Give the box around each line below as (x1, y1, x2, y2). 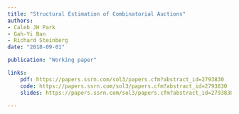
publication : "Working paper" (7, 56, 97, 64)
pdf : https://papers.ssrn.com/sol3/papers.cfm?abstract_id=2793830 (20, 76, 224, 83)
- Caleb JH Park (7, 24, 55, 31)
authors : (7, 17, 33, 24)
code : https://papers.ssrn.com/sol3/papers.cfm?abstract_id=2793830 (20, 83, 228, 90)
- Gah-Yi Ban (7, 30, 46, 38)
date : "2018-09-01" (7, 43, 65, 51)
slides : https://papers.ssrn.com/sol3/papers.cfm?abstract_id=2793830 (20, 89, 234, 96)
